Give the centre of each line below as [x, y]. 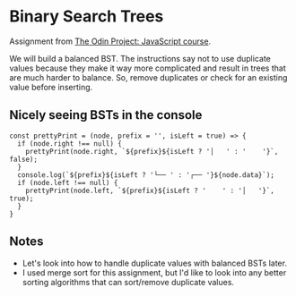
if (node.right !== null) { [70, 144]
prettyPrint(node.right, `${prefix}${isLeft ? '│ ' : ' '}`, [152, 151]
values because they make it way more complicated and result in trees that [148, 68]
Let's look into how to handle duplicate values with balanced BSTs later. [154, 263]
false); [24, 159]
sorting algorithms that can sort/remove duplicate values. [128, 282]
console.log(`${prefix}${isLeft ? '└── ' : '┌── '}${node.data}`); [146, 175]
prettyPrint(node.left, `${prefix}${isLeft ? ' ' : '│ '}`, [150, 190]
